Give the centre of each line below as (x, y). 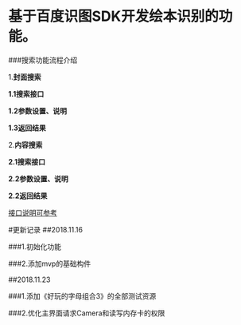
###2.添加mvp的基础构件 (50, 264)
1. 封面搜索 (25, 77)
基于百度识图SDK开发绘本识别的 (113, 16)
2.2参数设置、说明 (39, 178)
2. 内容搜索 (25, 145)
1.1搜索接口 (26, 93)
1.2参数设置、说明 (38, 111)
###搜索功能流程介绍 (43, 60)
